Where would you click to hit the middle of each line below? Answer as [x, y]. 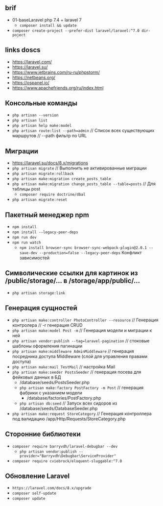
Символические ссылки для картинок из [71, 273]
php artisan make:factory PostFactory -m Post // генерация [81, 387]
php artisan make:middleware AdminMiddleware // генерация [73, 351]
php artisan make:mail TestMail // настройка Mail [64, 366]
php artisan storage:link [38, 293]
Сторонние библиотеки [43, 434]
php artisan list [30, 120]
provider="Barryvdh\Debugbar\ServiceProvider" [68, 456]
